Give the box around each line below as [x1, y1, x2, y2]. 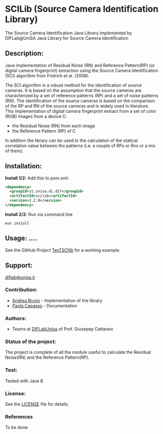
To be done [5, 424, 28, 431]
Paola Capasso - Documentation [12, 303, 77, 308]
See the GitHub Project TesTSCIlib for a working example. [5, 247, 121, 253]
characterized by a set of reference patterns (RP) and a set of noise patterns [5, 92, 159, 98]
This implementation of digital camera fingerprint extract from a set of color [5, 108, 157, 114]
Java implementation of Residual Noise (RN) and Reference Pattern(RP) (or [5, 62, 155, 68]
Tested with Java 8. [5, 378, 44, 384]
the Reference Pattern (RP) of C [12, 128, 76, 134]
